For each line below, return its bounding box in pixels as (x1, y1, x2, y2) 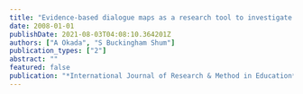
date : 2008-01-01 (9, 21, 75, 30)
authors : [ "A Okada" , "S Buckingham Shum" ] (9, 38, 176, 47)
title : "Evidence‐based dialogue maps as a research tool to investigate (9, 13, 293, 22)
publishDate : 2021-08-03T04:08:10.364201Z (9, 30, 171, 38)
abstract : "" (9, 55, 59, 64)
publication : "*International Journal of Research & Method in (9, 72, 252, 81)
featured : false (9, 64, 70, 73)
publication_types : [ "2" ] (9, 47, 106, 56)
